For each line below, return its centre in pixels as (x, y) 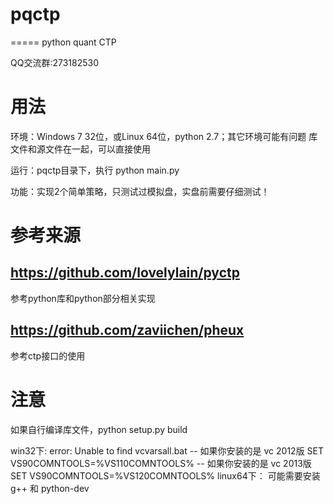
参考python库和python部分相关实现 (83, 298)
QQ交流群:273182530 (54, 62)
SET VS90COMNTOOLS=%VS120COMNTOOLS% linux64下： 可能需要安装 (165, 475)
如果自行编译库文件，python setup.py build (99, 429)
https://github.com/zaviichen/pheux (127, 330)
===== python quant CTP (63, 42)
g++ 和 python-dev (50, 488)
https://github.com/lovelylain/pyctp (125, 273)
